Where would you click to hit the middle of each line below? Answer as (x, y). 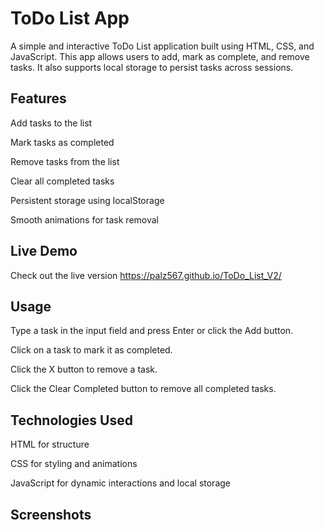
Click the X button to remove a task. (84, 369)
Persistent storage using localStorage (87, 200)
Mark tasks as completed (62, 142)
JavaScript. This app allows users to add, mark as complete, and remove (160, 56)
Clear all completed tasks (62, 181)
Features (38, 98)
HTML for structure (50, 444)
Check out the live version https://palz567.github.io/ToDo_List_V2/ (146, 275)
